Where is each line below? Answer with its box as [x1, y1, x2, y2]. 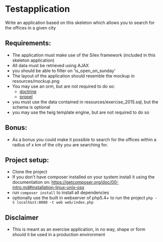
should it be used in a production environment [12, 232, 105, 238]
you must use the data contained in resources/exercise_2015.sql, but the [12, 99, 159, 105]
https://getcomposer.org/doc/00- [51, 179, 119, 185]
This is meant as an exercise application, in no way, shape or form [12, 226, 145, 232]
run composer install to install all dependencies [12, 190, 109, 195]
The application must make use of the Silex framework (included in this [12, 52, 156, 58]
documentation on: [12, 179, 50, 185]
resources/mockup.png [12, 78, 60, 84]
